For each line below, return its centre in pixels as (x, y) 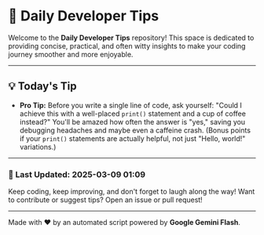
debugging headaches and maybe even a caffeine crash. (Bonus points (135, 130)
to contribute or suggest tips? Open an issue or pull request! (105, 200)
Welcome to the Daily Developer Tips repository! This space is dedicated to (131, 38)
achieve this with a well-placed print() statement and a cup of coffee (132, 114)
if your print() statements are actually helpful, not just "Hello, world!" (132, 138)
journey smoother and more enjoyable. (71, 54)
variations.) (38, 146)
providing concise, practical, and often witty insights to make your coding (127, 45)
